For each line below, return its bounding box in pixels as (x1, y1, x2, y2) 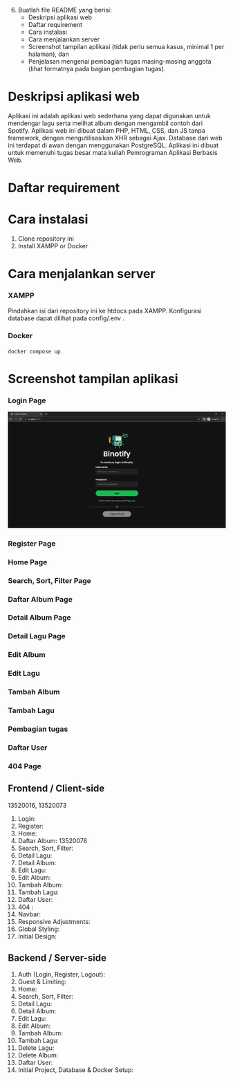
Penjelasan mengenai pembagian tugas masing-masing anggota (28, 57, 212, 65)
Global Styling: (17, 925, 60, 933)
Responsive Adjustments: (17, 917, 91, 925)
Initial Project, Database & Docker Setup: (17, 1066, 134, 1074)
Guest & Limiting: (17, 978, 67, 986)
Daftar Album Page (8, 594, 73, 604)
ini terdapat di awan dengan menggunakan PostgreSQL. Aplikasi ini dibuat (8, 141, 219, 149)
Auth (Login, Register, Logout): (17, 970, 106, 979)
